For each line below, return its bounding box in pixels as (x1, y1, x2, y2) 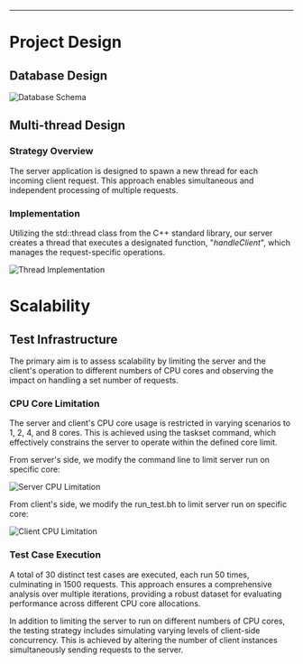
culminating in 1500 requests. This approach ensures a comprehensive (9, 578, 272, 589)
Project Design (9, 32, 122, 52)
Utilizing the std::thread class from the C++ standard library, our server (9, 227, 273, 238)
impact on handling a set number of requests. (9, 374, 179, 385)
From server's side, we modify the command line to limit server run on (9, 455, 271, 466)
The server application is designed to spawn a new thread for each (9, 165, 259, 176)
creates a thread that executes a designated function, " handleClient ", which (9, 236, 291, 248)
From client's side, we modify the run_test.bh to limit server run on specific (9, 499, 287, 510)
